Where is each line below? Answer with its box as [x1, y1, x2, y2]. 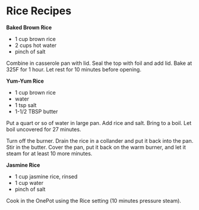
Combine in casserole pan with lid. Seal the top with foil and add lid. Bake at [6, 59, 192, 67]
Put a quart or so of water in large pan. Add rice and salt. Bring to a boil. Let [6, 119, 192, 126]
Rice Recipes [6, 4, 71, 18]
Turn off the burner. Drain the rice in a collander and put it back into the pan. [6, 137, 194, 144]
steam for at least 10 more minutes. [6, 150, 92, 157]
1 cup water [14, 179, 43, 186]
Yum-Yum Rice [6, 77, 44, 84]
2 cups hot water [14, 42, 57, 49]
